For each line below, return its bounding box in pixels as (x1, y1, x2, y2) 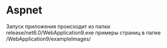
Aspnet (6, 4, 43, 17)
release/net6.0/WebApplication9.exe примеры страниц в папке (6, 29, 161, 36)
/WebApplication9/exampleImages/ (6, 35, 91, 42)
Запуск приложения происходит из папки (6, 23, 110, 30)
